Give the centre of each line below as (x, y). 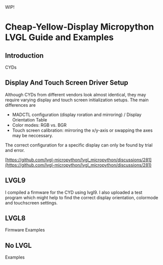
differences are (20, 105)
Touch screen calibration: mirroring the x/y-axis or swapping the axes (82, 130)
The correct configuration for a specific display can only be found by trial (79, 145)
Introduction (24, 55)
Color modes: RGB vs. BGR (39, 125)
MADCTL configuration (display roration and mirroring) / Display (77, 115)
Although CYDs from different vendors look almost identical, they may (76, 94)
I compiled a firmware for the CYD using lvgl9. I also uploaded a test (74, 192)
